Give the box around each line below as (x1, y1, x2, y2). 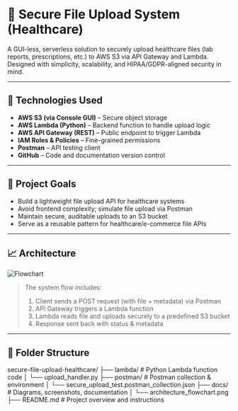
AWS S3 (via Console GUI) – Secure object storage (17, 113, 168, 122)
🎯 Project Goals (7, 178, 76, 190)
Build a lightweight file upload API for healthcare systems (17, 197, 185, 205)
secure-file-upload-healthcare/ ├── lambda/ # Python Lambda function (7, 366, 218, 374)
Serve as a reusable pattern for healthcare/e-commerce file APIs (17, 219, 207, 228)
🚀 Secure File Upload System (7, 6, 181, 23)
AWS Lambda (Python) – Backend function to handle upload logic (17, 120, 211, 129)
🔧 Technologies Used (7, 95, 103, 107)
